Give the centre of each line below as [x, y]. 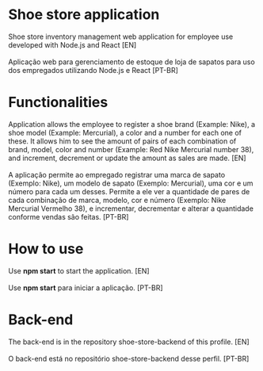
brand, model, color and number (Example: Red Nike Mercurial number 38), [131, 149]
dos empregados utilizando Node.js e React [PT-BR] [93, 70]
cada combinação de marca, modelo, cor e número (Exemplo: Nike [117, 200]
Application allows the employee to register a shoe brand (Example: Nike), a [132, 124]
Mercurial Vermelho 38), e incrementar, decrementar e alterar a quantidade [131, 208]
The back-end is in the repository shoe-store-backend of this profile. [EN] [129, 342]
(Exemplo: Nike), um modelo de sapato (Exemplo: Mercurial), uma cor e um [131, 183]
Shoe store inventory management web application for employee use [121, 36]
